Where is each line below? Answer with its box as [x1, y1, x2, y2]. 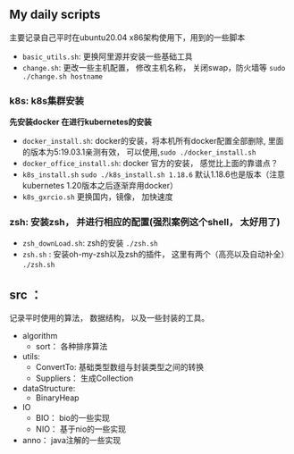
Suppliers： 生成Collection [35, 373, 134, 383]
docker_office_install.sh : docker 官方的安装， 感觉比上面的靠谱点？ [21, 158, 279, 169]
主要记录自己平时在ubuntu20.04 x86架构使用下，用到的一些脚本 [9, 31, 246, 43]
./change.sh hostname [21, 71, 103, 81]
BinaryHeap [35, 392, 80, 403]
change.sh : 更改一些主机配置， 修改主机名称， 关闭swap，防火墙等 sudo [21, 62, 286, 72]
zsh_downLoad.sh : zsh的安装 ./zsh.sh [21, 238, 158, 248]
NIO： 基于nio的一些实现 [35, 424, 127, 434]
